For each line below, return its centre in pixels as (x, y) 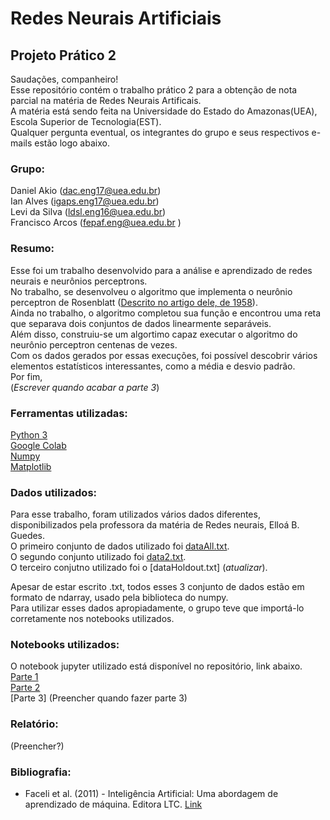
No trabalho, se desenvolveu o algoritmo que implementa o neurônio (151, 291)
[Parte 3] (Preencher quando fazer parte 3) (99, 698)
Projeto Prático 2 (63, 55)
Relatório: (34, 724)
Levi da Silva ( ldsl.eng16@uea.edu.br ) (88, 212)
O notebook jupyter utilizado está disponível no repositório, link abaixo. (156, 666)
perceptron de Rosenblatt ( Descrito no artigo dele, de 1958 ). (134, 302)
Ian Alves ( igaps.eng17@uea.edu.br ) (85, 201)
